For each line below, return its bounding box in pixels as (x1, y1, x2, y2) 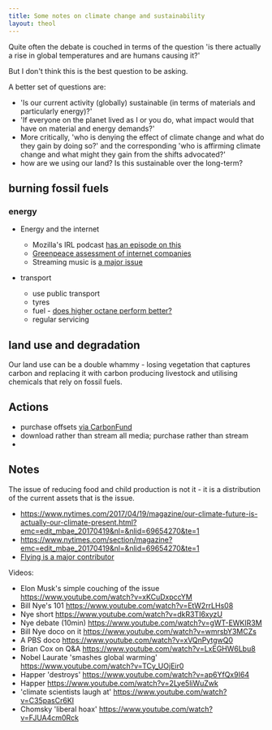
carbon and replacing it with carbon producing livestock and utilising (8, 369, 238, 378)
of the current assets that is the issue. (8, 493, 136, 503)
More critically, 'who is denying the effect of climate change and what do (19, 132, 265, 142)
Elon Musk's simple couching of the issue (19, 583, 160, 593)
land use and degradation (8, 338, 140, 352)
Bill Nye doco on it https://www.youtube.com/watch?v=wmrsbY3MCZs (19, 626, 257, 636)
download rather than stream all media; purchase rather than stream (19, 430, 249, 440)
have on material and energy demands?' (19, 123, 155, 133)
